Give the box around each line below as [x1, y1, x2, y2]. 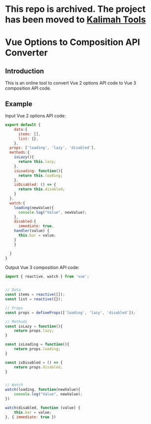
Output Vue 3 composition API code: [5, 265, 79, 270]
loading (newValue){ [14, 205, 54, 210]
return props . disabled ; [14, 365, 63, 370]
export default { [5, 122, 41, 127]
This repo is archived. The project [5, 3, 146, 15]
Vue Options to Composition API [5, 37, 140, 48]
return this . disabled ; [18, 187, 65, 192]
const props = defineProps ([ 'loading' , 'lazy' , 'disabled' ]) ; [5, 310, 136, 315]
